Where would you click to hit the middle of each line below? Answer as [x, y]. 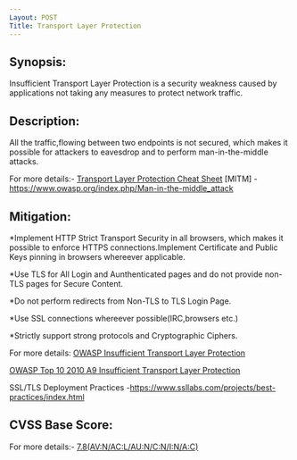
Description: [45, 121]
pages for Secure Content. [74, 283]
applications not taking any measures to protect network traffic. [126, 93]
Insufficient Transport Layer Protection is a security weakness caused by [143, 84]
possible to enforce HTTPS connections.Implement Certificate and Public [144, 247]
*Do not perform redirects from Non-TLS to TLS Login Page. [120, 301]
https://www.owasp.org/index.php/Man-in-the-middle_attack [121, 188]
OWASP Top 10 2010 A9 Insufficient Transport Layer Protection [125, 370]
